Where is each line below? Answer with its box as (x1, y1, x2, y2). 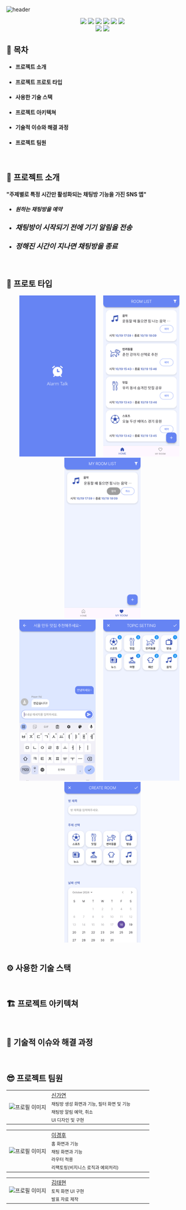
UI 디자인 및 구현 (51, 1117, 84, 1123)
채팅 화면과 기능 (51, 1149, 83, 1155)
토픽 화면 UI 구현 (51, 1189, 84, 1195)
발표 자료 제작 (51, 1196, 79, 1203)
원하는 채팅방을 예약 (15, 206, 63, 213)
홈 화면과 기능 (51, 1141, 79, 1147)
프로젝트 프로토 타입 (15, 78, 63, 86)
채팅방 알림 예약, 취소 (51, 1109, 93, 1115)
